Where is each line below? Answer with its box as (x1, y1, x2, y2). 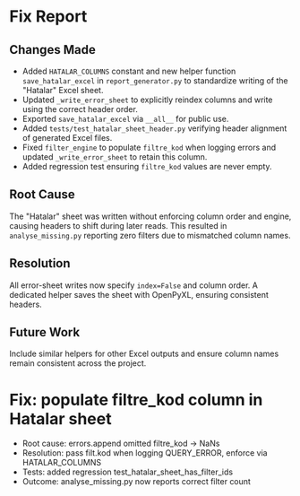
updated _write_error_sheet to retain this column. (21, 152, 208, 162)
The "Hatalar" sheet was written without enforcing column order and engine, (9, 211, 292, 222)
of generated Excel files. (21, 133, 113, 143)
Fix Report (9, 6, 88, 27)
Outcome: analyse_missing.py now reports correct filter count (21, 476, 251, 487)
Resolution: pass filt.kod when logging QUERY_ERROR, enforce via (21, 448, 268, 458)
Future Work (9, 325, 81, 340)
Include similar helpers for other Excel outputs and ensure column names (9, 348, 279, 360)
